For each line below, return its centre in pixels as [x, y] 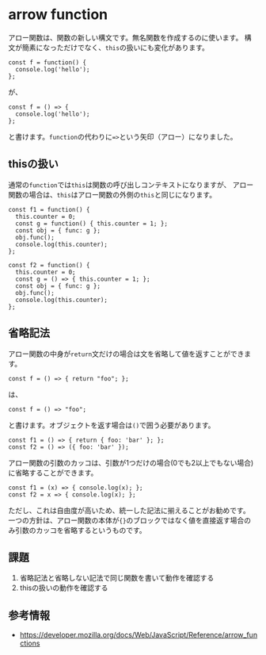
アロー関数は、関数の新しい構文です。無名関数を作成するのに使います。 [125, 37]
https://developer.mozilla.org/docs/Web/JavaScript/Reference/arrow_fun [139, 635]
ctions [30, 643]
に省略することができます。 [53, 473]
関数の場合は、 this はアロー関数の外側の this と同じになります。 [112, 194]
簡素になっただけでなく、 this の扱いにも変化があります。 [116, 47]
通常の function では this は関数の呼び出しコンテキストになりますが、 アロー [131, 185]
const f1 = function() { [49, 209]
